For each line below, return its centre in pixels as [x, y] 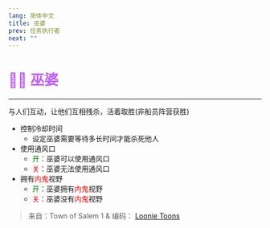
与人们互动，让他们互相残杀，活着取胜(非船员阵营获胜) [99, 112]
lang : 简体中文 [31, 16]
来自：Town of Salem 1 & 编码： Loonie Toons [104, 216]
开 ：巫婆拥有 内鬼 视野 [67, 189]
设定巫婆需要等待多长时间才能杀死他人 [95, 139]
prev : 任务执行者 [34, 31]
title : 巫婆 [27, 23]
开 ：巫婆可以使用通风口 [71, 159]
